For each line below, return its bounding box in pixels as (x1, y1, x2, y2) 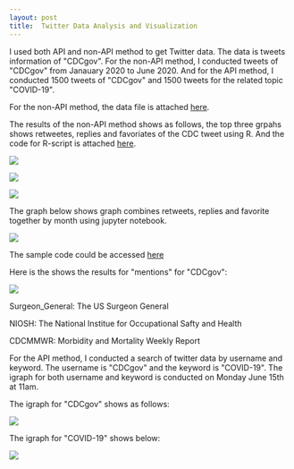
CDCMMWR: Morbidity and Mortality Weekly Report (9, 335, 201, 345)
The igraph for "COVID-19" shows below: (9, 432, 161, 443)
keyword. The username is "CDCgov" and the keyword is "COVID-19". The (9, 362, 283, 372)
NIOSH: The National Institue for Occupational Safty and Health (9, 318, 242, 328)
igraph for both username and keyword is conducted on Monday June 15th (9, 371, 284, 382)
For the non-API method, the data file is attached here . (9, 101, 210, 112)
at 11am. (9, 381, 38, 392)
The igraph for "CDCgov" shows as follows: (9, 398, 170, 409)
